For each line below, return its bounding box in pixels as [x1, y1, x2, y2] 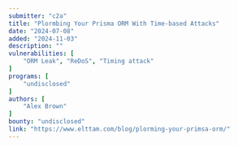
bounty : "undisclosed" [8, 118, 85, 126]
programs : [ [8, 72, 49, 80]
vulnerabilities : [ [8, 49, 75, 58]
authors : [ [8, 95, 45, 103]
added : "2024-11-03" [8, 34, 79, 43]
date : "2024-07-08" [8, 27, 75, 35]
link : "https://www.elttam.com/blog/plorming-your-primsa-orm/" [8, 125, 231, 133]
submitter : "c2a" [8, 11, 67, 20]
